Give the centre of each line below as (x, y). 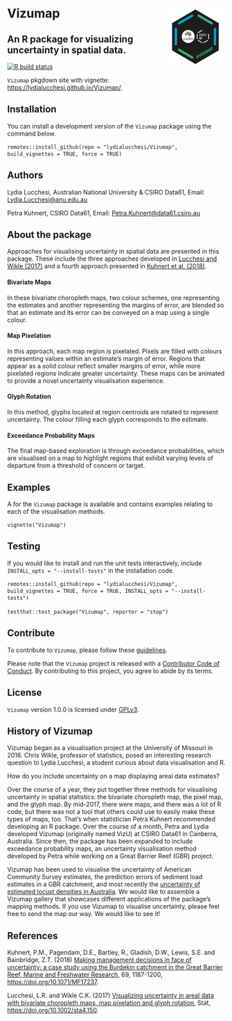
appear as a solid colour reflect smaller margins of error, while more (104, 366)
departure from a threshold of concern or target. (76, 466)
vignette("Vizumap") (37, 525)
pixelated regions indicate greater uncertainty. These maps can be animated (116, 373)
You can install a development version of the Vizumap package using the (109, 126)
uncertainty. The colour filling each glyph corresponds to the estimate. (108, 420)
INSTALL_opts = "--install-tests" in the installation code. (91, 570)
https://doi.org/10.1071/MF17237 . (53, 982)
